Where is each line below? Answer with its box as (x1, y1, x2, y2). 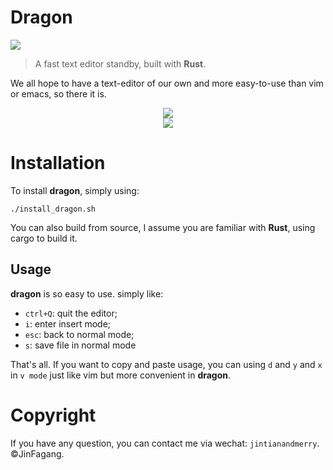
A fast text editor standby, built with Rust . (34, 57, 207, 70)
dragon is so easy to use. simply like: (10, 287, 164, 300)
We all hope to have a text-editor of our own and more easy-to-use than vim (10, 77, 324, 89)
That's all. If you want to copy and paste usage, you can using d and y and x (10, 358, 323, 370)
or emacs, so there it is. (10, 87, 107, 100)
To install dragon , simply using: (10, 184, 140, 196)
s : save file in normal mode (24, 339, 137, 351)
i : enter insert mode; (24, 317, 112, 330)
